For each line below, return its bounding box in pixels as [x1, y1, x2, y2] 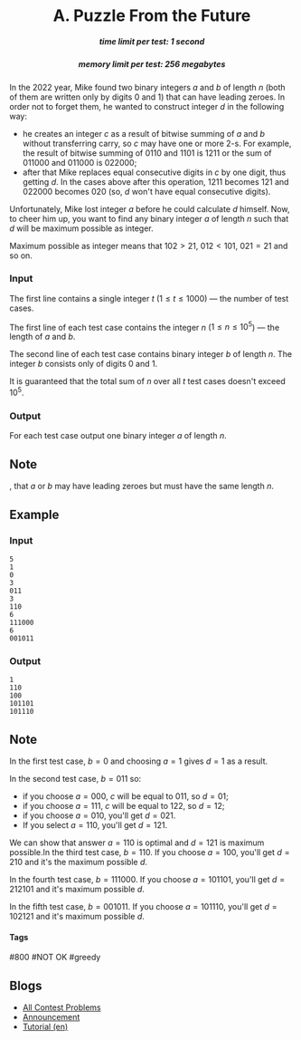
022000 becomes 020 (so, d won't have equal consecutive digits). [22, 186, 271, 197]
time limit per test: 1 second [99, 35, 205, 46]
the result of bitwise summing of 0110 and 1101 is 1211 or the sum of [22, 147, 273, 159]
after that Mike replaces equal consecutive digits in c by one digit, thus [22, 167, 287, 178]
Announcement [22, 1012, 80, 1023]
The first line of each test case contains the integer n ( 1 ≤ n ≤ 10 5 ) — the [9, 320, 280, 332]
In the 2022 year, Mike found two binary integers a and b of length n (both [9, 82, 287, 92]
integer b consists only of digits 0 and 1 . [9, 359, 158, 370]
